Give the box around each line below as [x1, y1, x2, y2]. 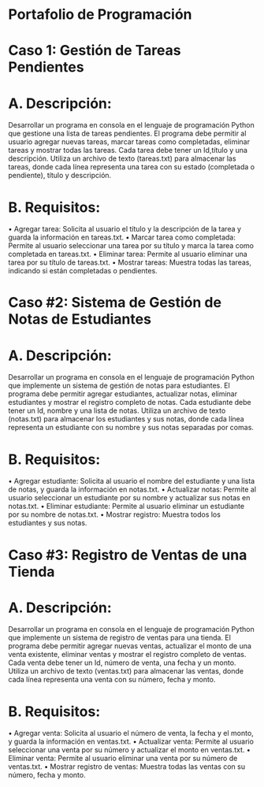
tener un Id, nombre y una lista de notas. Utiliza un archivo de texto [8, 406, 226, 415]
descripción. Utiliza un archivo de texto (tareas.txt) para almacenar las [8, 154, 236, 163]
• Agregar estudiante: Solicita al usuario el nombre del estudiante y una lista [8, 477, 255, 486]
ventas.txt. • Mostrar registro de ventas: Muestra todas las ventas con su [8, 762, 246, 771]
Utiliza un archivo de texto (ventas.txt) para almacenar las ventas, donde [8, 666, 244, 676]
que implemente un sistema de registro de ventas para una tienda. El [8, 633, 231, 643]
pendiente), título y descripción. [8, 171, 112, 180]
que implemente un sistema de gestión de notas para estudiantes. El [8, 381, 230, 391]
